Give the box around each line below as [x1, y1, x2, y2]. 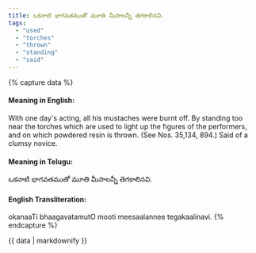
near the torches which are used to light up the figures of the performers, [8, 122, 248, 132]
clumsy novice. [8, 139, 58, 148]
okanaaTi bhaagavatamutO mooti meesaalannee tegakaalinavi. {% [8, 212, 224, 222]
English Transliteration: [8, 194, 87, 204]
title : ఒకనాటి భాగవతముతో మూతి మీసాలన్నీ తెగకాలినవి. [8, 11, 165, 20]
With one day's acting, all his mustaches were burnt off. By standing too [8, 113, 243, 123]
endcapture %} [8, 220, 58, 230]
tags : [8, 19, 26, 27]
